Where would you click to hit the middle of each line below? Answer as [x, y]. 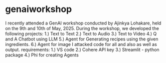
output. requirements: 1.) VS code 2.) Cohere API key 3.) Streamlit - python [82, 49]
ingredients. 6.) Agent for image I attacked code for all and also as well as [81, 44]
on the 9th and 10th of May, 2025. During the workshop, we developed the [82, 28]
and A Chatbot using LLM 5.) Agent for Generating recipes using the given [82, 39]
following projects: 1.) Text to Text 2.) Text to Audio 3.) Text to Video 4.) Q [81, 33]
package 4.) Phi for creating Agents [42, 55]
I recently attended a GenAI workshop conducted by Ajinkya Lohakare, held [83, 23]
